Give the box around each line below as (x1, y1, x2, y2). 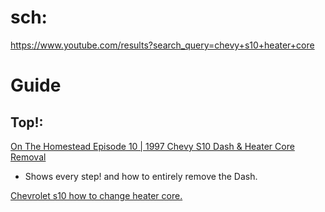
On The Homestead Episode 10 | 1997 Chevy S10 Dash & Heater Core (10, 140, 295, 152)
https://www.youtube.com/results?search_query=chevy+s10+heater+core (10, 39, 315, 51)
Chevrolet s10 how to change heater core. (10, 189, 183, 201)
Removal (10, 151, 47, 163)
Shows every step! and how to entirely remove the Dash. (24, 170, 258, 182)
